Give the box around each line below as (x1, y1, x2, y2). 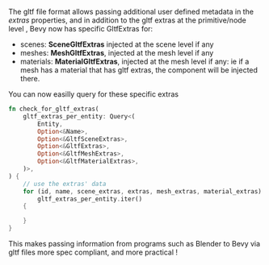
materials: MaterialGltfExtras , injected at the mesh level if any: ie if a (19, 56, 250, 66)
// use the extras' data (23, 180, 107, 188)
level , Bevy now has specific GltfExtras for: (8, 24, 153, 33)
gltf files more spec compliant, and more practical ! (8, 247, 179, 257)
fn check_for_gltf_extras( (8, 105, 99, 113)
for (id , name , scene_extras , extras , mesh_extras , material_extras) (23, 187, 263, 196)
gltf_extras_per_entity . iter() (37, 195, 143, 203)
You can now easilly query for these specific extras (8, 89, 179, 99)
